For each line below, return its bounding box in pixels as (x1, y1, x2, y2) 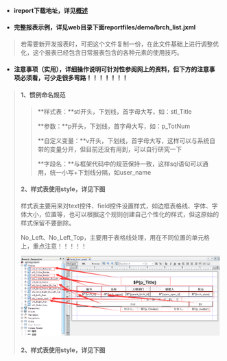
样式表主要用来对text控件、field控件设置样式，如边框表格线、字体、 (20, 201, 213, 210)
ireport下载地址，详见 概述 (13, 6, 88, 14)
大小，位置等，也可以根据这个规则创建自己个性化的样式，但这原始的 (26, 210, 219, 219)
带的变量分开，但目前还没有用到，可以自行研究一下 (37, 145, 182, 153)
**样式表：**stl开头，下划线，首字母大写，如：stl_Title (37, 107, 192, 116)
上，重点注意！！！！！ (20, 242, 87, 250)
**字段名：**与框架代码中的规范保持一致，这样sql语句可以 (37, 160, 202, 168)
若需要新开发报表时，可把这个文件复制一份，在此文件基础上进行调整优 (20, 40, 219, 48)
